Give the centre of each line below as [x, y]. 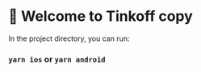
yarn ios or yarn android [57, 59]
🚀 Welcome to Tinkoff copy [101, 16]
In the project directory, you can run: [69, 38]
